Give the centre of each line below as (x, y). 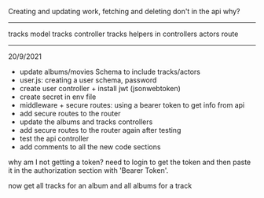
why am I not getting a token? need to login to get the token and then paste (130, 162)
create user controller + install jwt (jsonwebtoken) (100, 88)
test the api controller (54, 138)
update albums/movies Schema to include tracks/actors (110, 71)
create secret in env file (58, 97)
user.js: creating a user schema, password (88, 80)
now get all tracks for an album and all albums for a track (100, 185)
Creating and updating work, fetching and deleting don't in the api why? (124, 11)
